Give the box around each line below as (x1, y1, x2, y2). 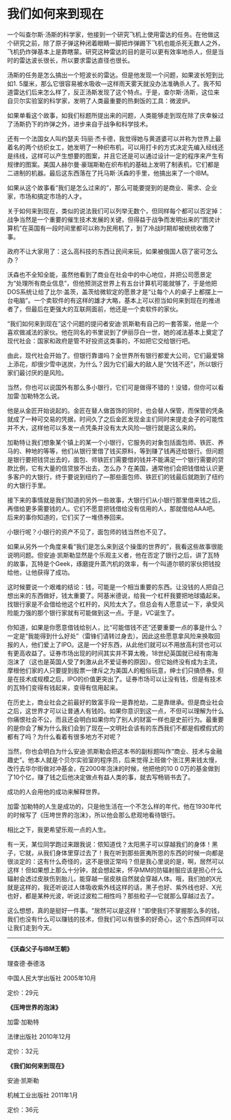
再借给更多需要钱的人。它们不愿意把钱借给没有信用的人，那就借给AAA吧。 (7, 504, 219, 513)
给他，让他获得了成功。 (7, 568, 74, 576)
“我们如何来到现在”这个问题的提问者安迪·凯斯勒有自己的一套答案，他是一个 (7, 319, 219, 328)
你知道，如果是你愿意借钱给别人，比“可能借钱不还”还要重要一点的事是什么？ (7, 623, 223, 631)
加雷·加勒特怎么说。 (7, 392, 64, 400)
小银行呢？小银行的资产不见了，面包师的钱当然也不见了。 (7, 527, 170, 536)
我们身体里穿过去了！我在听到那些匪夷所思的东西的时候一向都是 (43, 848, 224, 857)
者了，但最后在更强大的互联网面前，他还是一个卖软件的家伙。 (7, 304, 182, 313)
